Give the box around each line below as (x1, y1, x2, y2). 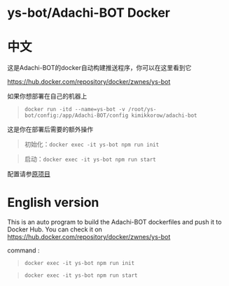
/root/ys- (128, 106, 157, 113)
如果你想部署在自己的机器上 (7, 92, 88, 101)
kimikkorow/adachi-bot (131, 112, 197, 120)
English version (7, 194, 99, 210)
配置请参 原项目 (7, 170, 50, 178)
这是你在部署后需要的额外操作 (7, 125, 93, 134)
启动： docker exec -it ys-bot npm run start (24, 155, 156, 164)
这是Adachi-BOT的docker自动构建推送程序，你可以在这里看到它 (7, 64, 192, 72)
